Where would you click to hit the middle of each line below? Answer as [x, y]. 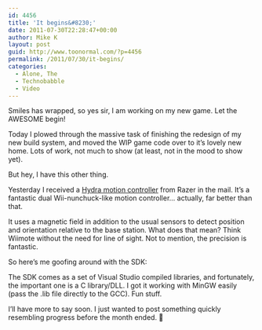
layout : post [29, 45]
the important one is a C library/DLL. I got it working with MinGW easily [123, 286]
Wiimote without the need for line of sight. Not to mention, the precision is [127, 238]
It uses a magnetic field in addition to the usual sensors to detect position [126, 222]
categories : [27, 67]
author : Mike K [33, 37]
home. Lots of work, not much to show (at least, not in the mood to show [126, 151]
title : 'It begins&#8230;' [52, 23]
